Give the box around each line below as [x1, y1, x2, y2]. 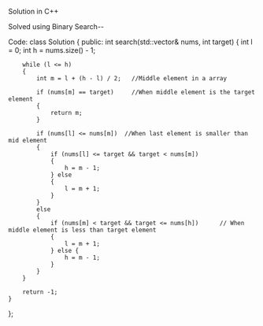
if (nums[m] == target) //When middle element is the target [36, 88, 256, 96]
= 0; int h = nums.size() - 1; [8, 46, 96, 54]
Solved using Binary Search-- [8, 22, 105, 31]
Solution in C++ [8, 7, 59, 16]
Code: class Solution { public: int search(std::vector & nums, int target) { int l [8, 37, 254, 46]
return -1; [22, 288, 58, 296]
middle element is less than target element [8, 226, 157, 234]
